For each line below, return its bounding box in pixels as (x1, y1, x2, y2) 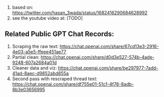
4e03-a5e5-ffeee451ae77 (12, 48, 67, 55)
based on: (12, 5, 34, 10)
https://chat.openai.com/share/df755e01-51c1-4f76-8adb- (12, 81, 134, 87)
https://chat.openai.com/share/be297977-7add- (57, 64, 158, 71)
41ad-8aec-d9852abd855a (12, 70, 69, 76)
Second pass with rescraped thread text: (12, 76, 97, 82)
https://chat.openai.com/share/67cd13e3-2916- (59, 43, 159, 49)
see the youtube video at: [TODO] (12, 15, 83, 21)
